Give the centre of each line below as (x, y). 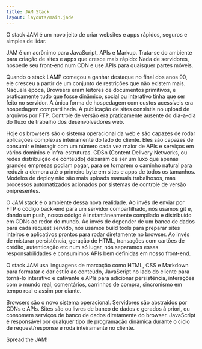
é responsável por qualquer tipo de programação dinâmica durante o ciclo (98, 321)
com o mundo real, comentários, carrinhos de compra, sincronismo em (94, 284)
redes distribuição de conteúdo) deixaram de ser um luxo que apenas (92, 159)
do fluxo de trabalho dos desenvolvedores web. (65, 121)
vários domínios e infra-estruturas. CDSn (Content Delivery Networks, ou (97, 152)
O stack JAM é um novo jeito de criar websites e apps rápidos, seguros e (97, 34)
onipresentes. (23, 190)
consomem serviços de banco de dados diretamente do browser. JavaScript (101, 315)
